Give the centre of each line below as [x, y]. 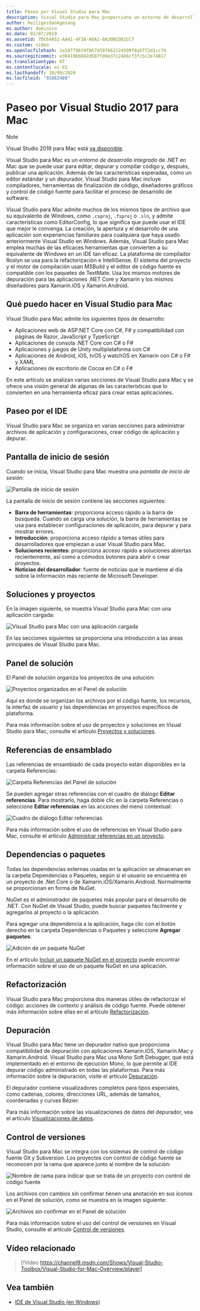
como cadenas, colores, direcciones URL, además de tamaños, [84, 1094]
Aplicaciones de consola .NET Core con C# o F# [74, 343]
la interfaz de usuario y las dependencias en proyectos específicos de [92, 707]
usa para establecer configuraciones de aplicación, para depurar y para [103, 525]
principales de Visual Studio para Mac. [54, 644]
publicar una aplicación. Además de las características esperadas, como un [99, 173]
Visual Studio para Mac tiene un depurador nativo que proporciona [88, 1045]
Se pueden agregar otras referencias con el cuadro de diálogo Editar [91, 794]
